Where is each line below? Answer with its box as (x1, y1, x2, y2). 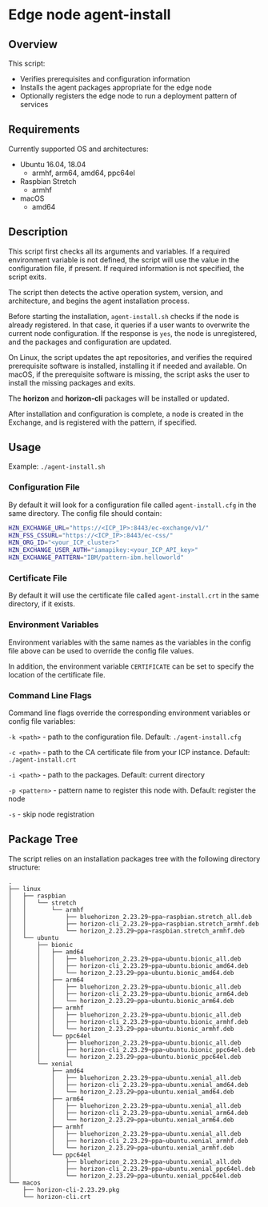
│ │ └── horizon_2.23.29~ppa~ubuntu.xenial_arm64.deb (8, 1116, 234, 1124)
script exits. (8, 272, 47, 282)
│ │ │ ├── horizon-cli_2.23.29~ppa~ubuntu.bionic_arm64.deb (8, 989, 249, 997)
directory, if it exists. (8, 599, 76, 609)
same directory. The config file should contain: (8, 508, 162, 518)
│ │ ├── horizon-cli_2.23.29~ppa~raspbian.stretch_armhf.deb (8, 920, 260, 928)
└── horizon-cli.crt (22, 1193, 91, 1201)
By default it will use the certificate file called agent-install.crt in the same (8, 590, 260, 601)
